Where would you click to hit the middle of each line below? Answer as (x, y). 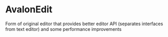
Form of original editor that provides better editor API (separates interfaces (84, 24)
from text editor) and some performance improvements (64, 29)
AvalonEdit (29, 10)
